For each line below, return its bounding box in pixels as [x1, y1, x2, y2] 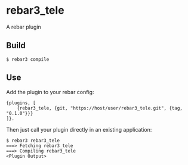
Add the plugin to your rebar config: [6, 88, 94, 95]
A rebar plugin [6, 23, 42, 30]
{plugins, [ [6, 99, 36, 106]
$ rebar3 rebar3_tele [6, 138, 60, 144]
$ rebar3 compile [6, 56, 50, 63]
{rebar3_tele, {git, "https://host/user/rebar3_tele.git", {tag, [17, 105, 183, 111]
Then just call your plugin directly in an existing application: [6, 126, 152, 133]
